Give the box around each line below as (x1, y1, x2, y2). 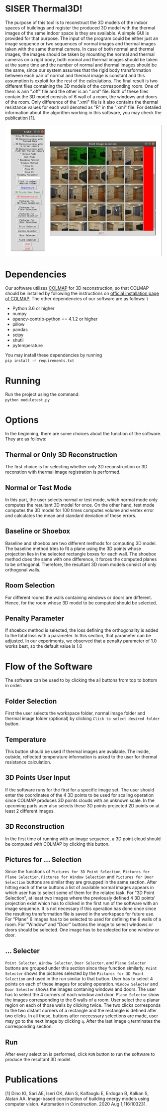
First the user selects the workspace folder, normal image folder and (5, 710, 146, 716)
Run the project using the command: (5, 391, 80, 397)
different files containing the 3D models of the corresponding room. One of (5, 83, 159, 89)
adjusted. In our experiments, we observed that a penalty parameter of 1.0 (5, 638, 157, 644)
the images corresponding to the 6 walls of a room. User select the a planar (5, 997, 160, 1003)
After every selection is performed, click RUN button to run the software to (5, 1051, 155, 1057)
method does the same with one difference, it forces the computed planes (5, 556, 157, 562)
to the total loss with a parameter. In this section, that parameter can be (5, 633, 152, 639)
